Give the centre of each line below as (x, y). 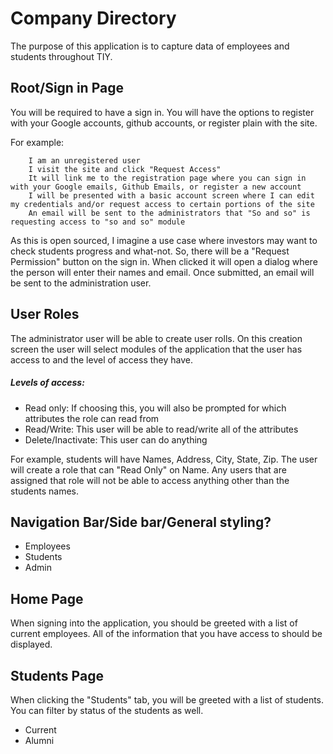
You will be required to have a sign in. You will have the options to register (162, 112)
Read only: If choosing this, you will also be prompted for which (155, 408)
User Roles (45, 314)
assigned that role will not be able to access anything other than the (150, 480)
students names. (45, 491)
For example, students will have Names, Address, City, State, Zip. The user (164, 459)
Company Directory (93, 18)
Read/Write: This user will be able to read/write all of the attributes (161, 429)
